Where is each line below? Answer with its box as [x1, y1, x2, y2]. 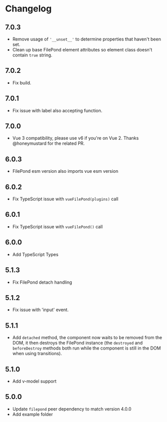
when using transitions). [12, 351, 62, 357]
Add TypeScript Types [12, 251, 59, 257]
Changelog [5, 3, 52, 14]
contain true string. [12, 52, 52, 58]
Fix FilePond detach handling [12, 279, 72, 285]
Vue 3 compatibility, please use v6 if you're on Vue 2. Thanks [12, 135, 139, 141]
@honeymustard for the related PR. [12, 140, 85, 146]
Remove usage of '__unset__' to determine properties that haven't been [12, 36, 161, 42]
